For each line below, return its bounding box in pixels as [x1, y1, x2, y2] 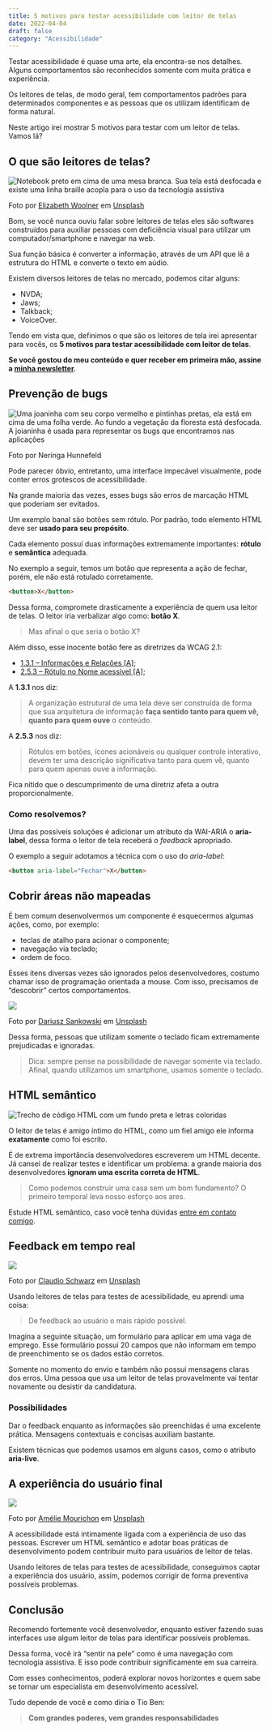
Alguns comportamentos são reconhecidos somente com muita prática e [8, 66, 252, 75]
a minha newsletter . [8, 364, 77, 374]
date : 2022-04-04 [8, 19, 67, 28]
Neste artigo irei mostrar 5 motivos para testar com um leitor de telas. [8, 122, 240, 132]
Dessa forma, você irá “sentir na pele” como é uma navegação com [8, 1649, 233, 1659]
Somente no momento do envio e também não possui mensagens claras [8, 1365, 249, 1374]
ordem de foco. [19, 952, 72, 962]
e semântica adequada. [8, 547, 89, 557]
